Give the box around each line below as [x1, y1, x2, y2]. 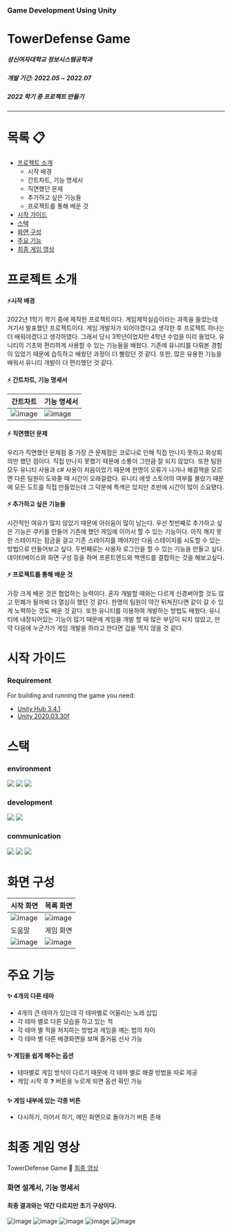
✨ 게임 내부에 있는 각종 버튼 [7, 1096, 81, 1105]
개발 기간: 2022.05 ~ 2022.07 [7, 74, 92, 82]
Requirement [7, 676, 52, 686]
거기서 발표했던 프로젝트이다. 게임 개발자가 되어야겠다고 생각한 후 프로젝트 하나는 [7, 324, 225, 332]
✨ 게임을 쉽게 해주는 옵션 [7, 1051, 74, 1060]
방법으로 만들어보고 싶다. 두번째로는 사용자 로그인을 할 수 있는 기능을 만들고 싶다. [7, 544, 224, 553]
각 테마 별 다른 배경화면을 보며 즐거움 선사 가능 [17, 1034, 143, 1042]
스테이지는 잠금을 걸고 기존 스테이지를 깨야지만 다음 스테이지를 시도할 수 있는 [14, 535, 221, 544]
